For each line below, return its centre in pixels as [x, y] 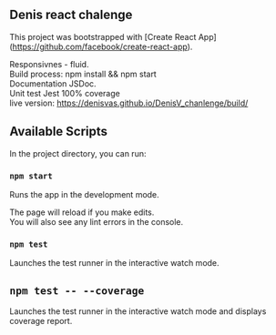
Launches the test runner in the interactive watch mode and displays [138, 311]
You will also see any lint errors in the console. [97, 221]
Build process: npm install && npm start [83, 74]
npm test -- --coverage [77, 290]
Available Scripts [58, 132]
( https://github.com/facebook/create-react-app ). [101, 46]
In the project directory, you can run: [78, 153]
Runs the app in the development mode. [84, 194]
